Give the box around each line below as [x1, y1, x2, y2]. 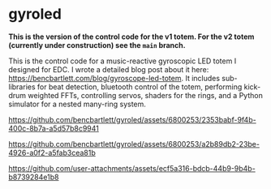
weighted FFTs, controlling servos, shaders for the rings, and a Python [28, 90, 264, 100]
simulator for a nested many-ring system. [8, 99, 146, 109]
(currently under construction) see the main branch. [8, 40, 186, 49]
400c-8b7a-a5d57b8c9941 [8, 123, 99, 133]
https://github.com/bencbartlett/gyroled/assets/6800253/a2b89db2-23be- [8, 139, 260, 148]
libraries [8, 82, 36, 92]
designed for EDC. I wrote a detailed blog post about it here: [8, 64, 209, 74]
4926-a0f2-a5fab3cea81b [8, 148, 96, 157]
